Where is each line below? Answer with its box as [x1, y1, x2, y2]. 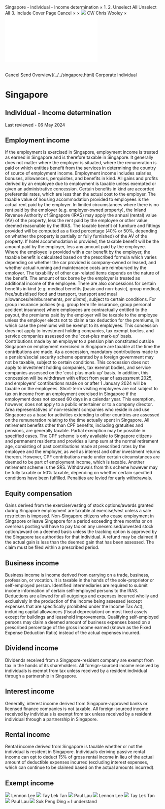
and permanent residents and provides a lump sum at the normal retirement [5, 438, 159, 444]
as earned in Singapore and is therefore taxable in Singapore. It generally [5, 154, 154, 160]
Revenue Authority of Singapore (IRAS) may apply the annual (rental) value [5, 212, 157, 218]
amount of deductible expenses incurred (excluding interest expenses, [5, 759, 149, 765]
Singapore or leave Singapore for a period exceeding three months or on [5, 518, 153, 524]
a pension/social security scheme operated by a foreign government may [5, 354, 154, 360]
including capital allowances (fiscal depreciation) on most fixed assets [5, 609, 148, 615]
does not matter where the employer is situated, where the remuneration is [5, 160, 157, 166]
